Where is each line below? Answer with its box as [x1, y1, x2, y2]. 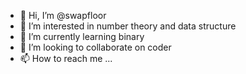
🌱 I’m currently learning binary [19, 31, 145, 42]
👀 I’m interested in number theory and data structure [19, 20, 237, 32]
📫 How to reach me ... [19, 53, 113, 64]
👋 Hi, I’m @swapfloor [19, 10, 107, 21]
